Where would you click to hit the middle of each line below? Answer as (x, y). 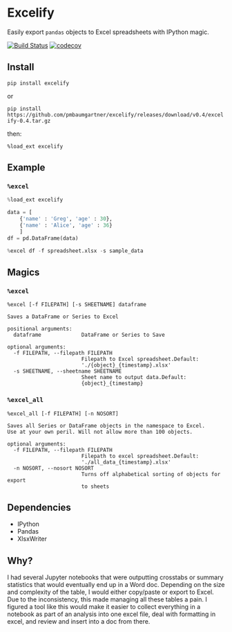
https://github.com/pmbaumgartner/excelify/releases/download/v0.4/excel (116, 115)
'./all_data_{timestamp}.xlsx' (126, 462)
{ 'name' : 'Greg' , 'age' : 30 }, (66, 219)
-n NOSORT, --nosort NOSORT (54, 468)
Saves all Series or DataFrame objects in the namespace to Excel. (106, 425)
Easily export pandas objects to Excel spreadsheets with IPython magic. (108, 32)
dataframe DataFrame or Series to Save (89, 335)
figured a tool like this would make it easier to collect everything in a (104, 607)
